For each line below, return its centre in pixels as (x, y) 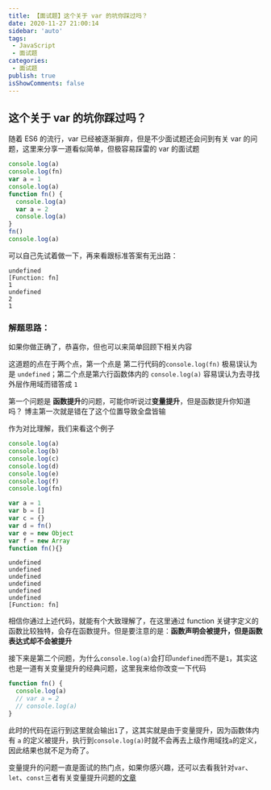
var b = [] (27, 511)
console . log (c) (34, 459)
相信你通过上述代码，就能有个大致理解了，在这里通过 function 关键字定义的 (134, 621)
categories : (28, 61)
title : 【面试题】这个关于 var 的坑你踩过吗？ (78, 16)
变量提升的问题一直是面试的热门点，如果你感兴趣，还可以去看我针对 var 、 (130, 767)
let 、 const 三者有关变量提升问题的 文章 (73, 777)
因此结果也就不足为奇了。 (51, 750)
